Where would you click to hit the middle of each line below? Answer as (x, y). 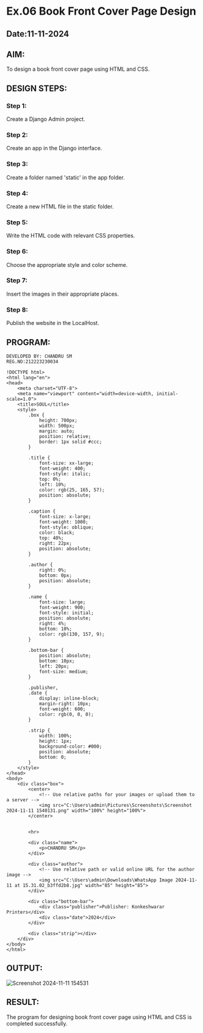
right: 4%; (53, 623)
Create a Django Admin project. (46, 119)
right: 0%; (53, 570)
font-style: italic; (65, 474)
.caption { (42, 511)
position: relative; (65, 436)
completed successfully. (37, 1023)
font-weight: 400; (62, 469)
